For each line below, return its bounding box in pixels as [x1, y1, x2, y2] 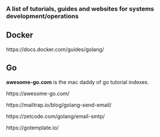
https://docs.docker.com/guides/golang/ [6, 46, 105, 53]
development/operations [6, 12, 79, 20]
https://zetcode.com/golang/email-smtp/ [6, 112, 105, 119]
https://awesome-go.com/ [6, 90, 70, 97]
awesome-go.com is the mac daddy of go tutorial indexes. [6, 78, 149, 85]
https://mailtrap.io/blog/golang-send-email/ [6, 101, 112, 108]
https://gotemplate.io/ [6, 124, 59, 131]
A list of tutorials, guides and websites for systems [6, 5, 154, 13]
